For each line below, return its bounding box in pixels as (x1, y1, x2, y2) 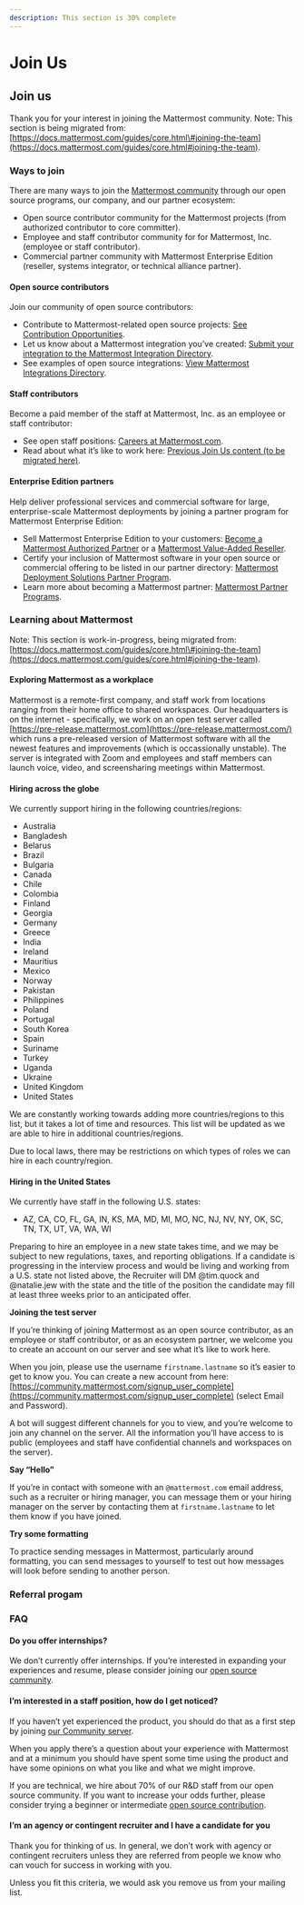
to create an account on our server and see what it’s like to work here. (9, 1344, 271, 1355)
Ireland (22, 946, 49, 957)
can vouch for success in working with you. (9, 1860, 172, 1870)
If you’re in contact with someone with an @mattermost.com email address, (9, 1482, 284, 1493)
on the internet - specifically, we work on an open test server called (9, 714, 262, 725)
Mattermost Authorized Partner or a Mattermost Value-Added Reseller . (22, 543, 287, 554)
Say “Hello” (9, 1464, 54, 1475)
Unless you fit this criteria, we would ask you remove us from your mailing (9, 1877, 286, 1888)
